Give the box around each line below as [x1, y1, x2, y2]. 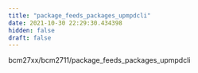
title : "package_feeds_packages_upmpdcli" [8, 11, 151, 20]
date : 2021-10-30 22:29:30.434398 [8, 19, 123, 27]
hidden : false [8, 26, 56, 34]
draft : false [8, 33, 52, 42]
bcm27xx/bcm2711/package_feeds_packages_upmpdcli [8, 56, 191, 65]
